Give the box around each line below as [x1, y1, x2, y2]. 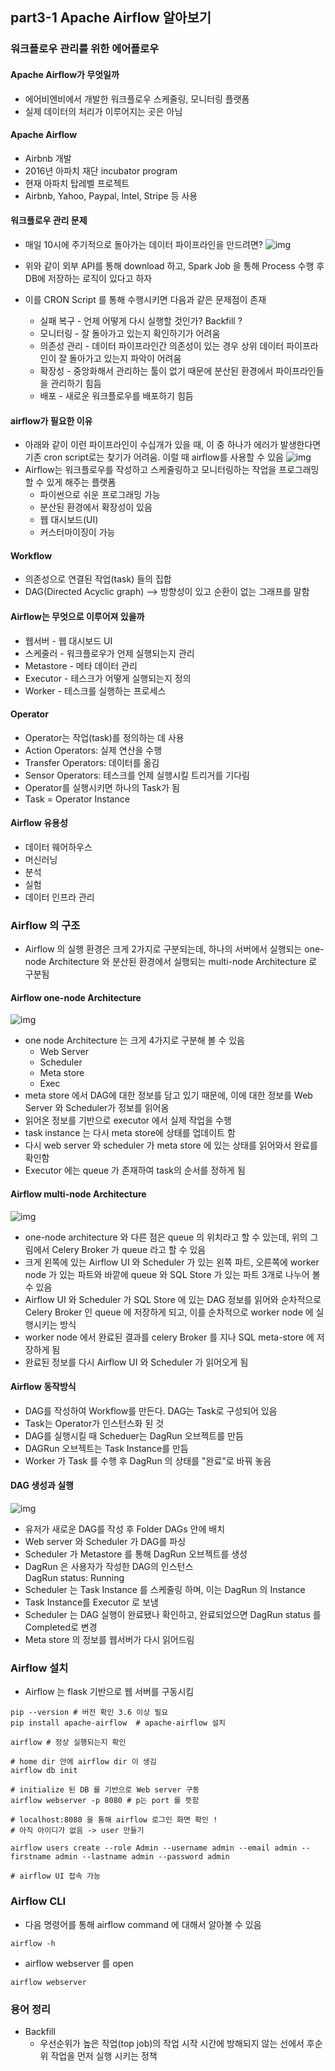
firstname [10, 1852, 52, 1862]
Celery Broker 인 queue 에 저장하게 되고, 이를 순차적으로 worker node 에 [24, 1306, 314, 1318]
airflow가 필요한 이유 [10, 414, 93, 427]
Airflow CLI [10, 1894, 67, 1908]
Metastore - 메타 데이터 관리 [24, 659, 138, 672]
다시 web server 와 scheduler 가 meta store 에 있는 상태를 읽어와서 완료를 [24, 1139, 318, 1152]
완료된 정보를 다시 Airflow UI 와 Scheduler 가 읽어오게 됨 [24, 1356, 249, 1368]
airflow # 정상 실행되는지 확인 [10, 1738, 127, 1748]
